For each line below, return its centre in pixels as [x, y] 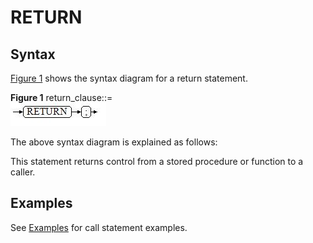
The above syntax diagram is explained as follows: [114, 142]
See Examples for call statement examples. [99, 227]
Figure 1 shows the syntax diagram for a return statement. [129, 78]
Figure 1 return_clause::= [61, 97]
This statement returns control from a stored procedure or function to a [157, 161]
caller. [23, 172]
